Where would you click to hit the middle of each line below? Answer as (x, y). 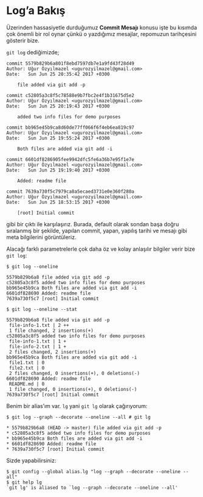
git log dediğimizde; (33, 52)
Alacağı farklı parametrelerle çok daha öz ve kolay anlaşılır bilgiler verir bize (101, 249)
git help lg (27, 482)
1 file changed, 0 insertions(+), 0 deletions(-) (73, 389)
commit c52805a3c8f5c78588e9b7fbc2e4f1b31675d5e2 (71, 95)
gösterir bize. (23, 40)
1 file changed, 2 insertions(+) (51, 331)
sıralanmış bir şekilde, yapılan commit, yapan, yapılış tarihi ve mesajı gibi (97, 231)
